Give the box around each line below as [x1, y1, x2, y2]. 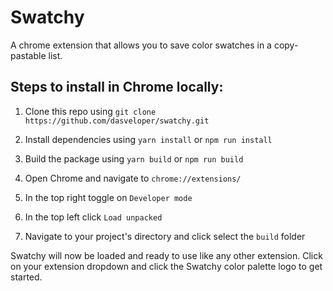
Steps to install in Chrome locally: [10, 79, 224, 96]
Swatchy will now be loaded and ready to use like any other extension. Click [10, 249, 323, 261]
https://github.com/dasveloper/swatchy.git [24, 116, 210, 126]
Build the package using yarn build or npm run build [24, 152, 244, 165]
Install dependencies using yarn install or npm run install [24, 133, 273, 145]
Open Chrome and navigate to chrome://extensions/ [24, 172, 242, 184]
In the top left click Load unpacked [24, 211, 163, 223]
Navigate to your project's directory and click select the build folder [24, 230, 306, 242]
